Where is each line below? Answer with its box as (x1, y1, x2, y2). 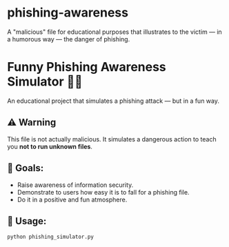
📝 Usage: (7, 215, 47, 227)
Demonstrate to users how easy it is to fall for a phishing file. (17, 188, 190, 196)
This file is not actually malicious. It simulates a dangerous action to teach (7, 135, 217, 143)
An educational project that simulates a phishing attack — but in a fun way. (7, 97, 219, 105)
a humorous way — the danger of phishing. (7, 34, 130, 43)
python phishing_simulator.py (7, 233, 94, 241)
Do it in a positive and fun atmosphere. (17, 195, 128, 204)
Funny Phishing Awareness (7, 59, 167, 75)
